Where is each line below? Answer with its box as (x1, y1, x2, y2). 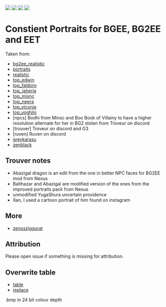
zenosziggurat (12, 225, 43, 231)
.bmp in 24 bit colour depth (5, 297, 62, 303)
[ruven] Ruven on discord (12, 131, 66, 137)
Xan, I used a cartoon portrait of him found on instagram (12, 197, 130, 203)
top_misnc (12, 93, 35, 99)
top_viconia (12, 104, 37, 110)
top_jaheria (12, 87, 37, 94)
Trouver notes (5, 157, 51, 165)
